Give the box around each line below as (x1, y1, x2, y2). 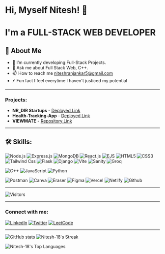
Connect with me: (5, 209, 49, 216)
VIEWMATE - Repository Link (12, 118, 72, 124)
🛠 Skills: (5, 137, 32, 146)
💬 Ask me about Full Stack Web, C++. (12, 65, 88, 71)
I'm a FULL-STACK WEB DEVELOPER (5, 27, 156, 38)
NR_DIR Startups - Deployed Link (12, 108, 81, 114)
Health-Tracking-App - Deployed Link (12, 113, 90, 119)
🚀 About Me (5, 46, 42, 55)
